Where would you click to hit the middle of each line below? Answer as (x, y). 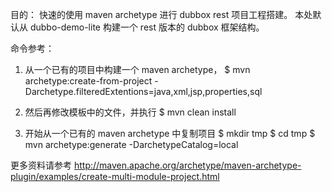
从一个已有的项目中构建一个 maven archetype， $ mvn (137, 69)
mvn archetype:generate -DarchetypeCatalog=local (131, 144)
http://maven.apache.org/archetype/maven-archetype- (187, 165)
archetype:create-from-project (88, 81)
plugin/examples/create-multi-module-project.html (115, 176)
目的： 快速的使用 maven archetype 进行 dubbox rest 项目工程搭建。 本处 (161, 14)
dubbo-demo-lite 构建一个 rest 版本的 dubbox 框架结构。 (147, 27)
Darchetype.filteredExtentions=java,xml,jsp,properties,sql (143, 91)
